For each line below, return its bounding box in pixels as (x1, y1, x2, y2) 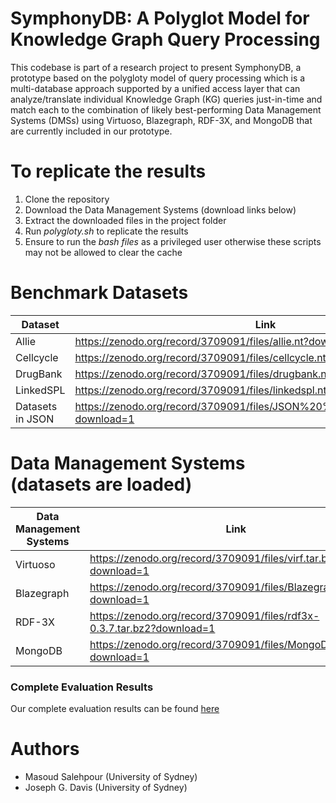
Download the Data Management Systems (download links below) (24, 203, 297, 216)
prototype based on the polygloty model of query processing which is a (10, 72, 306, 84)
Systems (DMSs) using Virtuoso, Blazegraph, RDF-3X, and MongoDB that (10, 114, 313, 126)
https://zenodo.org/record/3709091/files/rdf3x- (89, 608, 320, 622)
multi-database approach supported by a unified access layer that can (10, 82, 301, 94)
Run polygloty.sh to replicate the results (24, 225, 189, 237)
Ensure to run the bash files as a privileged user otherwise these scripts (24, 235, 322, 247)
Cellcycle (15, 350, 59, 364)
